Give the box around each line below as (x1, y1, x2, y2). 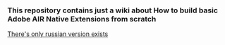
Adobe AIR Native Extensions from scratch (7, 14, 157, 24)
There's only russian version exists (7, 30, 109, 38)
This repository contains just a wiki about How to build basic (7, 6, 219, 15)
